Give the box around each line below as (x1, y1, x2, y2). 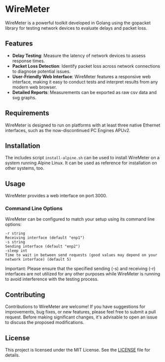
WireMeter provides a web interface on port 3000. (5, 193, 107, 199)
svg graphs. (12, 94, 37, 100)
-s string (5, 240, 26, 245)
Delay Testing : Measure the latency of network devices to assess (12, 52, 146, 58)
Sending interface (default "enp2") (5, 244, 80, 249)
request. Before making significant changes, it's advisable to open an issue (5, 314, 158, 320)
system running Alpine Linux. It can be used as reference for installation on (5, 160, 157, 166)
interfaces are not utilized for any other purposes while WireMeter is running (5, 271, 161, 277)
